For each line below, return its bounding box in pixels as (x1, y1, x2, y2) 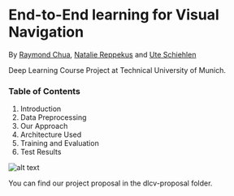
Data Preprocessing (19, 113, 87, 122)
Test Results (19, 147, 62, 157)
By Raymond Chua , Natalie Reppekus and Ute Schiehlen (8, 49, 197, 59)
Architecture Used (19, 130, 82, 139)
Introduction (19, 104, 62, 114)
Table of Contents (8, 85, 81, 96)
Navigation (8, 23, 84, 41)
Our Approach (19, 121, 68, 131)
